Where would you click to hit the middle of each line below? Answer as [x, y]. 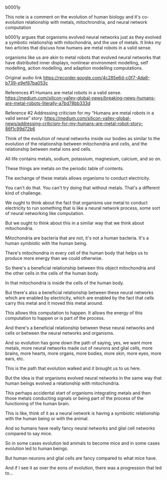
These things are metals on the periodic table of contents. [65, 168]
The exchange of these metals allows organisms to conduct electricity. [78, 178]
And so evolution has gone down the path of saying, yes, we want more [79, 343]
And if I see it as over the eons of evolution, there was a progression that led [83, 468]
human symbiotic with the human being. [46, 243]
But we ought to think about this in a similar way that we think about [75, 223]
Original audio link [24, 78]
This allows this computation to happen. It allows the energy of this [74, 313]
